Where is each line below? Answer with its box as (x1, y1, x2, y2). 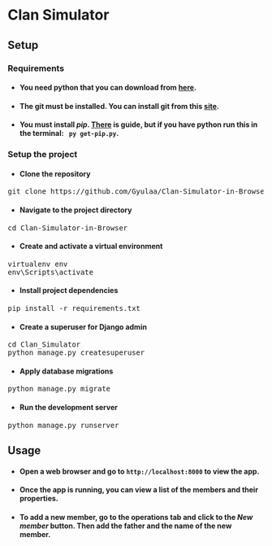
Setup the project (7, 149, 78, 160)
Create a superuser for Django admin (19, 321, 148, 331)
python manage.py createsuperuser (7, 348, 145, 357)
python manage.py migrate (7, 384, 111, 394)
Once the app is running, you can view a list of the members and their (19, 485, 259, 495)
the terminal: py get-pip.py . (19, 129, 119, 138)
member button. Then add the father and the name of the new (19, 521, 232, 531)
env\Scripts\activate (7, 267, 94, 277)
